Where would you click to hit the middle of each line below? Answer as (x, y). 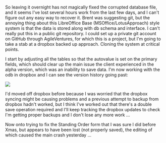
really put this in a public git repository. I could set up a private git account (81, 34)
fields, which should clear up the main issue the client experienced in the (80, 64)
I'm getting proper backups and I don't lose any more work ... (68, 115)
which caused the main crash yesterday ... (48, 135)
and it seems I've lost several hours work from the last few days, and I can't (82, 12)
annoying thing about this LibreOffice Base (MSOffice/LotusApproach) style (83, 23)
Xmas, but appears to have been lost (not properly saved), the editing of (79, 130)
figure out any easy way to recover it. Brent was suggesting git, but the (78, 18)
